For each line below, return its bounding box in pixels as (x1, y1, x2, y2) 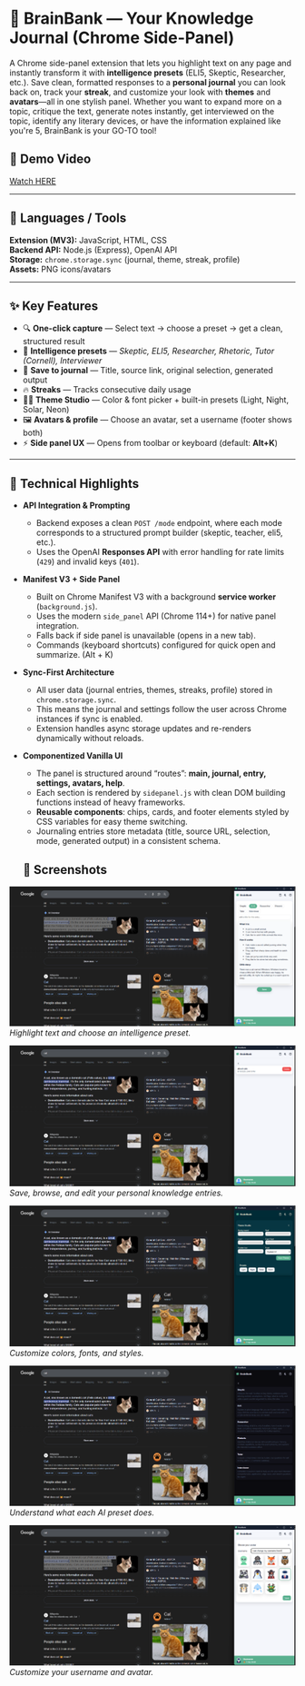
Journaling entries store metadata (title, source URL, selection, (35, 826, 271, 837)
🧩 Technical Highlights (9, 476, 139, 491)
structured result (22, 336, 85, 347)
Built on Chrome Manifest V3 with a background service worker (35, 591, 277, 602)
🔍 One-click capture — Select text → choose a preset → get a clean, (22, 322, 283, 334)
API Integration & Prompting (22, 500, 131, 511)
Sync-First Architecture (22, 667, 115, 678)
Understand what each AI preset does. (9, 1507, 155, 1518)
